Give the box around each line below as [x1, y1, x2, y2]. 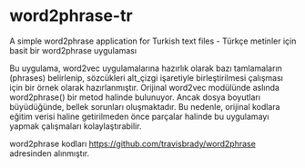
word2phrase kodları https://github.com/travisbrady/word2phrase [9, 138, 257, 149]
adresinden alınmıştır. [9, 147, 89, 159]
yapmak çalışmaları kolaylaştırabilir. [9, 120, 142, 132]
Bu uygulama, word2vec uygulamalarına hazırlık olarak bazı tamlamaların [9, 63, 282, 74]
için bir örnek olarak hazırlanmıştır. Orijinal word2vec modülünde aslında [9, 82, 280, 93]
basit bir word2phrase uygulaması [9, 44, 137, 55]
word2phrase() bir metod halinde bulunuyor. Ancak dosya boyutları [9, 92, 261, 103]
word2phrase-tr [9, 5, 134, 26]
